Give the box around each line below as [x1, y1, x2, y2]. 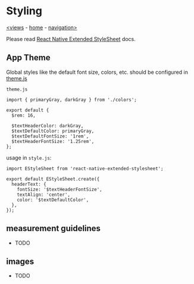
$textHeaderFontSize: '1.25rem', [11, 138, 95, 144]
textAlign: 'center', [17, 192, 70, 198]
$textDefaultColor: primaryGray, [11, 128, 95, 134]
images [6, 256, 35, 266]
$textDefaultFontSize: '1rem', [11, 133, 89, 139]
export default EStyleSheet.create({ [6, 176, 100, 182]
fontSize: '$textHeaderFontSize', [17, 186, 102, 192]
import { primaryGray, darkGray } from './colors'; [6, 96, 137, 102]
